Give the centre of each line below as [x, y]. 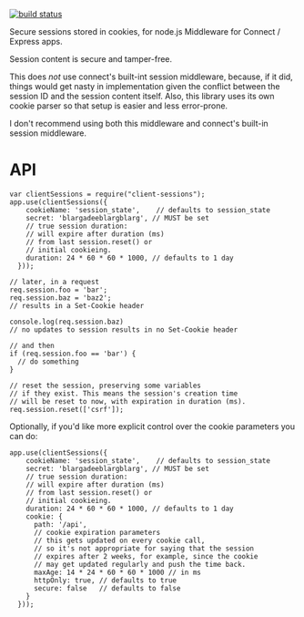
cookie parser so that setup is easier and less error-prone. [119, 106]
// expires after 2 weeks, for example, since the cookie [146, 556]
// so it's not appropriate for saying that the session [144, 548]
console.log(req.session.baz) [67, 322]
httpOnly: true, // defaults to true [105, 580]
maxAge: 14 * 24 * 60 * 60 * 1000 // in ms [117, 572]
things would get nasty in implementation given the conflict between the [145, 86]
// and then [32, 345]
